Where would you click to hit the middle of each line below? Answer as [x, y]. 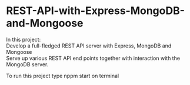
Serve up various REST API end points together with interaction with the [93, 58]
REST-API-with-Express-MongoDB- [96, 11]
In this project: [24, 39]
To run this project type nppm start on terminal [63, 76]
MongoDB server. [27, 64]
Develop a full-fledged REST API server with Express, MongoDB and [89, 46]
